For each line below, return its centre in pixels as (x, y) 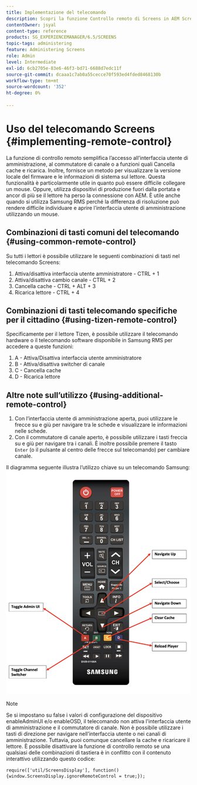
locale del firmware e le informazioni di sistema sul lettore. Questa (86, 176)
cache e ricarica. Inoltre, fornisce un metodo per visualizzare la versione (94, 170)
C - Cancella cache (38, 370)
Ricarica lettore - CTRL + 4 (47, 292)
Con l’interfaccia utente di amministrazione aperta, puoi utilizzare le (96, 419)
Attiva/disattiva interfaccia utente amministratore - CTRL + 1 (87, 273)
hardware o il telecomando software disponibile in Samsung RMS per (89, 340)
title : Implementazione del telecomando (56, 12)
